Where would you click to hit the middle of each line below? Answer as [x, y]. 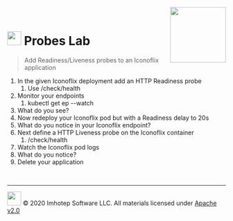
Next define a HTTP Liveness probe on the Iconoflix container [105, 132]
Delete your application [51, 161]
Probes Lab [57, 41]
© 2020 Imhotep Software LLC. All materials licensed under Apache [120, 203]
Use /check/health [54, 88]
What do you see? [43, 110]
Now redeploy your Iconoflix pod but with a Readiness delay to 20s [113, 118]
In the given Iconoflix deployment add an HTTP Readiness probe [110, 81]
